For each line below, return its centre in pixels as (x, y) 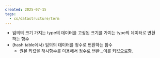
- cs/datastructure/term (34, 18)
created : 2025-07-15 (26, 9)
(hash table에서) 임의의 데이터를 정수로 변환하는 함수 (62, 45)
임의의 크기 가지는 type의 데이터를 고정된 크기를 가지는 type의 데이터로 (79, 33)
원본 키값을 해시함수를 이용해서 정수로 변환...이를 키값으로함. (76, 51)
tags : (10, 14)
